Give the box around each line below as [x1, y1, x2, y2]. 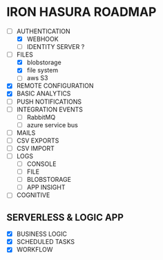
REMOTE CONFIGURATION [16, 82, 94, 90]
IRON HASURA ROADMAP [6, 4, 157, 20]
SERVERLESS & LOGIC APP [6, 212, 124, 223]
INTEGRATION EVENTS [16, 105, 84, 113]
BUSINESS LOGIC [16, 230, 67, 239]
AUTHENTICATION [16, 27, 70, 35]
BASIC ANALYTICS [16, 89, 71, 98]
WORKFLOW [16, 245, 53, 254]
